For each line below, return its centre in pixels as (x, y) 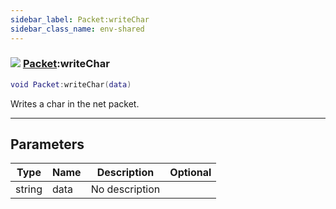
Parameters (47, 144)
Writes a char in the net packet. (75, 103)
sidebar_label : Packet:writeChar (80, 19)
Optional (190, 173)
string (29, 189)
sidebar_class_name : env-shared (77, 29)
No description (125, 189)
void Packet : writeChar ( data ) (71, 84)
